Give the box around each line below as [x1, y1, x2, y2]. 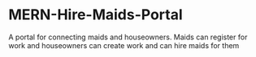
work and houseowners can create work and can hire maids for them [8, 40, 240, 50]
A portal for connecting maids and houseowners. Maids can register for [8, 32, 248, 42]
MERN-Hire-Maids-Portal [8, 6, 183, 24]
